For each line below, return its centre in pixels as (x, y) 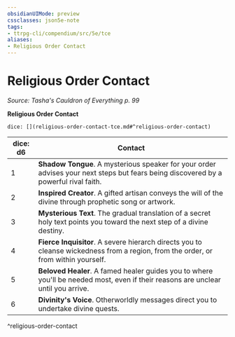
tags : (15, 27)
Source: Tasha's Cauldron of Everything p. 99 (73, 100)
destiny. (51, 231)
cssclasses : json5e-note (43, 20)
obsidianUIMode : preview (43, 14)
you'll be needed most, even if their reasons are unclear (130, 280)
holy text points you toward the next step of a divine (123, 221)
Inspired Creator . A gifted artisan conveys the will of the (131, 193)
